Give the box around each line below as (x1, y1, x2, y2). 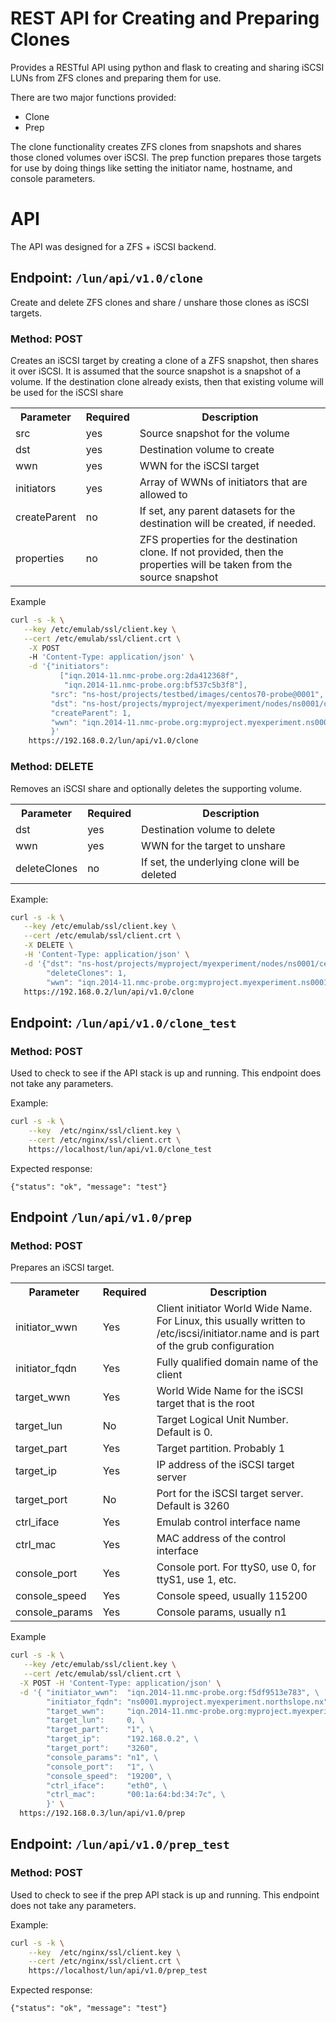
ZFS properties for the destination (139, 532, 298, 546)
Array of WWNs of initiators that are (139, 475, 308, 489)
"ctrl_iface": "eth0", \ (46, 1780, 168, 1791)
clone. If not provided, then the (139, 545, 284, 559)
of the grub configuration (156, 1339, 275, 1353)
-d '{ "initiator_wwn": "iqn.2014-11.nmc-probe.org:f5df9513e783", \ (19, 1687, 320, 1697)
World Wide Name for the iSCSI (156, 1384, 304, 1398)
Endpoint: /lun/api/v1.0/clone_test (10, 1014, 237, 1031)
